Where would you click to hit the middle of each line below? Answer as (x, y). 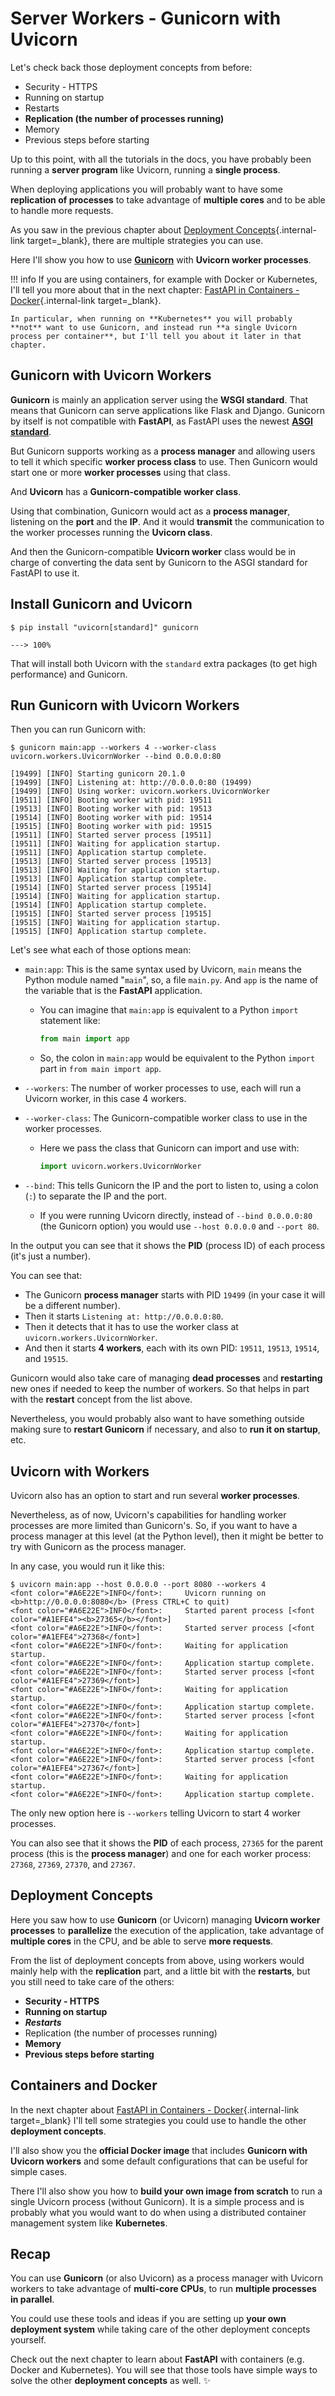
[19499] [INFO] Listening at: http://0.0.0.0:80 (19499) (131, 783)
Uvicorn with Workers (80, 1471)
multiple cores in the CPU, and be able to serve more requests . (142, 1941)
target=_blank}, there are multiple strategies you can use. (145, 240)
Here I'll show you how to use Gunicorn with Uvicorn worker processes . (161, 259)
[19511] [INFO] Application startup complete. (109, 853)
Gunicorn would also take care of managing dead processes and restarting (166, 1378)
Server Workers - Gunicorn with (146, 18)
